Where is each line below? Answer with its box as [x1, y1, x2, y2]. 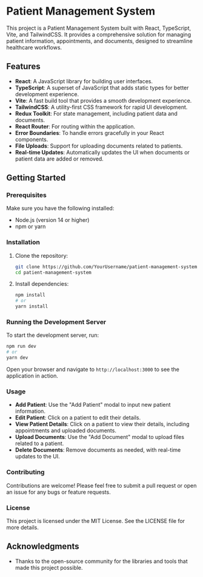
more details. [6, 523, 39, 531]
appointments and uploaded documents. [15, 427, 117, 434]
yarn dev [6, 354, 28, 361]
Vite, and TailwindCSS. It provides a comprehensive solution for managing [6, 30, 191, 38]
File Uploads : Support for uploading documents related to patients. [15, 142, 183, 150]
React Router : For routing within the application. [15, 123, 135, 130]
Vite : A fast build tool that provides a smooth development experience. [15, 97, 192, 104]
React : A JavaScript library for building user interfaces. [15, 77, 153, 85]
